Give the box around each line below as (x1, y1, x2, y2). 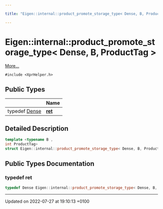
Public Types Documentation (5, 160, 95, 168)
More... (5, 63, 19, 68)
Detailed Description (5, 124, 69, 132)
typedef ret (5, 174, 33, 181)
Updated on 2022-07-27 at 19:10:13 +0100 (5, 198, 90, 204)
